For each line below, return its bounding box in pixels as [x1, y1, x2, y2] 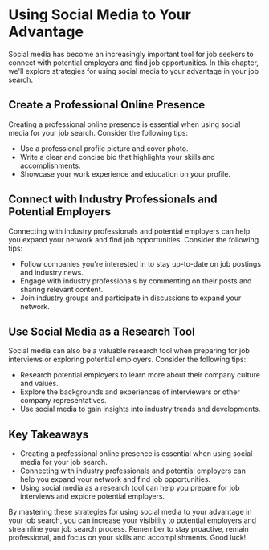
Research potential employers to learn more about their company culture [19, 370, 261, 380]
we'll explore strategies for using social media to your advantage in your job [8, 66, 259, 75]
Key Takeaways [8, 427, 89, 441]
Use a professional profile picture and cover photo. [19, 143, 189, 153]
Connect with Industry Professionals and [8, 193, 218, 206]
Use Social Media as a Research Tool [8, 324, 195, 338]
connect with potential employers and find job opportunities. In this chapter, [8, 58, 259, 67]
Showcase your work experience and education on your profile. [19, 169, 231, 178]
